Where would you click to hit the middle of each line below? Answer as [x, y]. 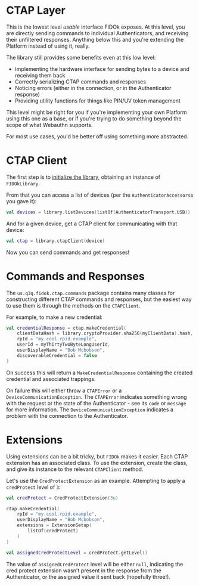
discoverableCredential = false [57, 355]
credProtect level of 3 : [33, 487]
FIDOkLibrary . [23, 183]
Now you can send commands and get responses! [68, 252]
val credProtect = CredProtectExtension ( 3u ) [62, 498]
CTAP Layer [36, 10]
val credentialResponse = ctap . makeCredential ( [66, 328]
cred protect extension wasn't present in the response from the [84, 571]
